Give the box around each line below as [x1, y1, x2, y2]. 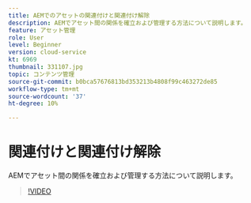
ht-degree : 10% [8, 100, 59, 107]
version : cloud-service [8, 48, 87, 56]
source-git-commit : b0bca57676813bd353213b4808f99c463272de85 [8, 77, 218, 85]
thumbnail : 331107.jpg [8, 63, 83, 71]
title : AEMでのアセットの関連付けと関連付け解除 [8, 11, 150, 20]
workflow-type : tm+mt [8, 85, 80, 93]
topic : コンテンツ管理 [8, 70, 75, 78]
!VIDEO [27, 186, 51, 196]
